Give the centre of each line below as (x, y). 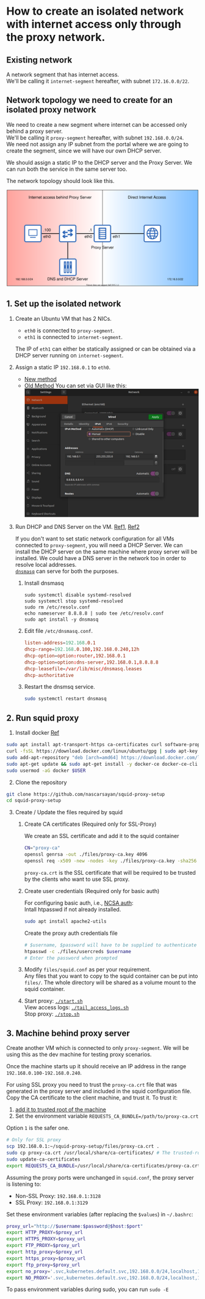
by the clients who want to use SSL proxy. (77, 879)
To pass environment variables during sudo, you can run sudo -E (88, 1289)
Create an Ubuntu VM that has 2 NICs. (63, 318)
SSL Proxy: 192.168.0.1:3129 (52, 1202)
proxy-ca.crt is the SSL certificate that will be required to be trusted (110, 872)
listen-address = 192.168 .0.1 (60, 643)
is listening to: (24, 1184)
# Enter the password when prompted (71, 958)
